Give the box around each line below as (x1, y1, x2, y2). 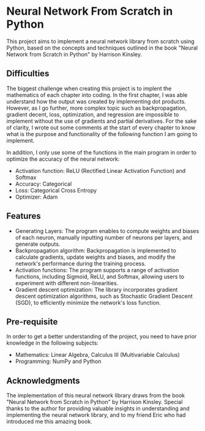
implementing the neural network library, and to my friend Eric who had (6, 411, 186, 419)
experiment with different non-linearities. (15, 279, 119, 286)
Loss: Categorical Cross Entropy (15, 186, 97, 194)
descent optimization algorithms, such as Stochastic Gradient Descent (15, 292, 193, 300)
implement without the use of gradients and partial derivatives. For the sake (6, 117, 197, 124)
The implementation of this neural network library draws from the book (6, 392, 185, 399)
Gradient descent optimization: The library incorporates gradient (15, 286, 178, 293)
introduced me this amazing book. (6, 418, 93, 425)
